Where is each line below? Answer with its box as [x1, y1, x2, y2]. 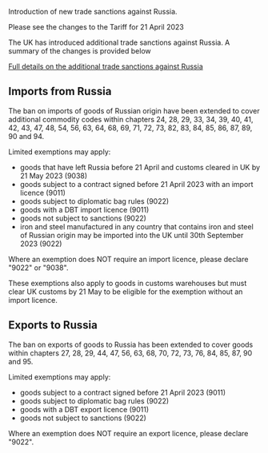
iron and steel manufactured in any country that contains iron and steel [19, 221, 254, 231]
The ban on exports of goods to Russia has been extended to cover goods [8, 340, 254, 349]
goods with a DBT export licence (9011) [19, 404, 150, 414]
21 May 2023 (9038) [19, 171, 88, 181]
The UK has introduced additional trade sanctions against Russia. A [8, 38, 230, 47]
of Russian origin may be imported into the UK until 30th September [19, 230, 244, 240]
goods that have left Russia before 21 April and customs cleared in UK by [19, 162, 261, 172]
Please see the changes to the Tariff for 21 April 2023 [8, 22, 184, 31]
